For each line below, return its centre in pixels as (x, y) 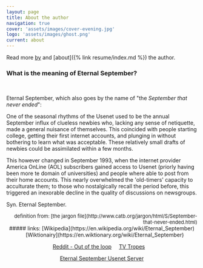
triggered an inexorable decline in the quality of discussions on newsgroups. (101, 193)
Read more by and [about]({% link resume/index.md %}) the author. (91, 57)
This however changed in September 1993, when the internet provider (94, 160)
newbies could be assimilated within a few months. (70, 149)
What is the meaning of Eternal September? (72, 73)
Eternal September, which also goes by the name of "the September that (97, 98)
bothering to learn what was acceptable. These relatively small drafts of (96, 142)
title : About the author (38, 18)
